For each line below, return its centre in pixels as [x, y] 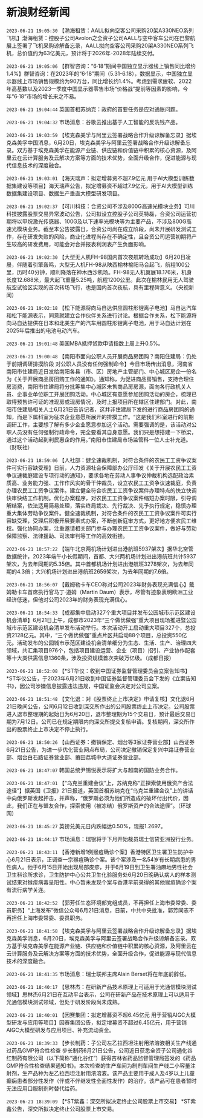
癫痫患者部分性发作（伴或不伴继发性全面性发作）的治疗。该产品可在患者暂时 [101, 1080]
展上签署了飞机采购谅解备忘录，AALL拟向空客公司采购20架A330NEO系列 [98, 45]
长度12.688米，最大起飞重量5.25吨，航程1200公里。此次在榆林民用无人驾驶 [100, 279]
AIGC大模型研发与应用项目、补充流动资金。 [60, 1030]
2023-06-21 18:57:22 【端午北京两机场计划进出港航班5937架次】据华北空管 [100, 549]
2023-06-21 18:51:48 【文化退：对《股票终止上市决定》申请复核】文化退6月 [101, 698]
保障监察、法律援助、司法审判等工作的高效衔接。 [67, 536]
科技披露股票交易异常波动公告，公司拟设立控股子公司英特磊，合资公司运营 [99, 213]
